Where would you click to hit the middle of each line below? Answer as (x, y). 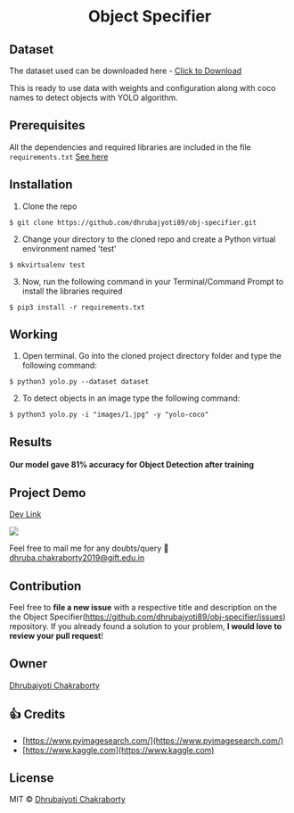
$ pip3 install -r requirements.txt (77, 307)
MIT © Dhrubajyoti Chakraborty (68, 800)
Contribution (45, 586)
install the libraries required (72, 291)
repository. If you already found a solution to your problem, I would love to (146, 626)
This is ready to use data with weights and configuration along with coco (143, 88)
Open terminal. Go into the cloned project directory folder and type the (152, 356)
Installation (41, 185)
